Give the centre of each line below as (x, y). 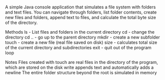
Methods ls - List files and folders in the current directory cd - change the (80, 32)
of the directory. (21, 22)
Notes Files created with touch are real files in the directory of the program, (82, 62)
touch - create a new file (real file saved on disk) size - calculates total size (81, 42)
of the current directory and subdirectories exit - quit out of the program (78, 48)
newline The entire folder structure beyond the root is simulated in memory (81, 72)
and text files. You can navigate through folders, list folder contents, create (81, 12)
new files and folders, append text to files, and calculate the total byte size (81, 17)
